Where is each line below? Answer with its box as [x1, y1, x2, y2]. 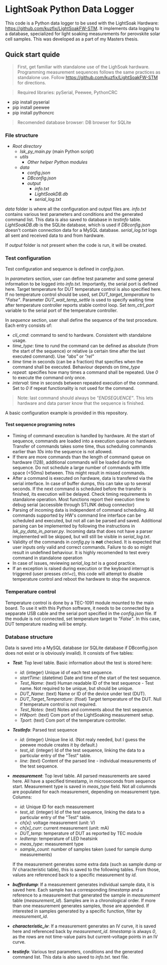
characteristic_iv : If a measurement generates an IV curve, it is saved [12, 923, 157, 929]
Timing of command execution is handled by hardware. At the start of [12, 432, 155, 438]
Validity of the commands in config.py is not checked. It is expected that [12, 539, 161, 545]
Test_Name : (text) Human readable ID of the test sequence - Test [19, 680, 154, 686]
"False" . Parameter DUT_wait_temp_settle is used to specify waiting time [5, 297, 154, 303]
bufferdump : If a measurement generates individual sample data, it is [12, 882, 155, 888]
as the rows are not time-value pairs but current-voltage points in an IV [12, 934, 158, 940]
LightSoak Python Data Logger [5, 3, 134, 15]
